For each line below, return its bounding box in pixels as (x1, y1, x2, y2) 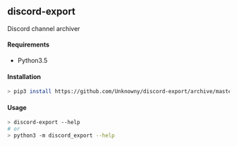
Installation (7, 72, 41, 80)
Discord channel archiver (7, 24, 80, 32)
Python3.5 (17, 56, 48, 65)
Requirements (7, 40, 50, 49)
